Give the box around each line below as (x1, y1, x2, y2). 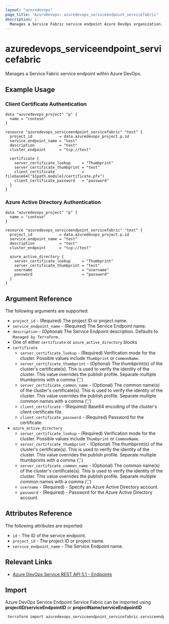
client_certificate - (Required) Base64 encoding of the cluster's (20, 403, 157, 409)
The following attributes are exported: (5, 523, 83, 529)
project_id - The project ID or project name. (12, 538, 105, 544)
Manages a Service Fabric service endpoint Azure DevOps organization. (10, 21, 163, 27)
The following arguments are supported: (5, 307, 89, 314)
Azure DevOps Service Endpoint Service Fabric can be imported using (5, 599, 151, 605)
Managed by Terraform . (12, 334, 59, 340)
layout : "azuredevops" (5, 7, 53, 13)
